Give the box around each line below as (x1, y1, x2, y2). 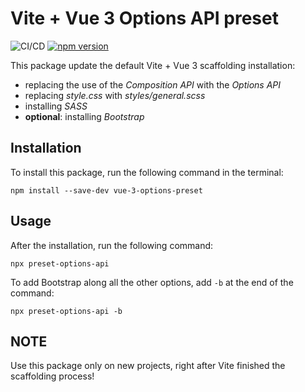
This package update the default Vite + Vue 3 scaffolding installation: (10, 59, 296, 71)
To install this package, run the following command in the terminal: (10, 166, 284, 178)
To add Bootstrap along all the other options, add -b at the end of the (10, 276, 294, 288)
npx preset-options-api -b (10, 306, 123, 316)
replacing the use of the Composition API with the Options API (24, 78, 282, 91)
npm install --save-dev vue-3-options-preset (10, 185, 203, 196)
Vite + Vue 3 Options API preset (10, 7, 279, 30)
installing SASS (24, 100, 88, 112)
